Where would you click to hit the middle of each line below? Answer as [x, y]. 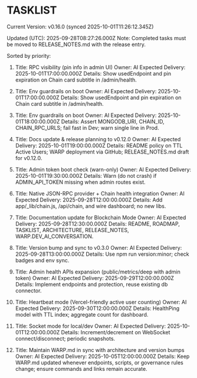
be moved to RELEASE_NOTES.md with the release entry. [76, 44]
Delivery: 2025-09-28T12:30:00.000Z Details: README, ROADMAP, [98, 224]
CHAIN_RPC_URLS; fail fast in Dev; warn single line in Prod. [87, 128]
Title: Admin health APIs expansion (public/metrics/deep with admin [98, 272]
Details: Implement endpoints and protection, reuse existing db [91, 284]
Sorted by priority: [29, 56]
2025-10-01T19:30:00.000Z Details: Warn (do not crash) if [86, 175]
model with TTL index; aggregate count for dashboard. [82, 314]
